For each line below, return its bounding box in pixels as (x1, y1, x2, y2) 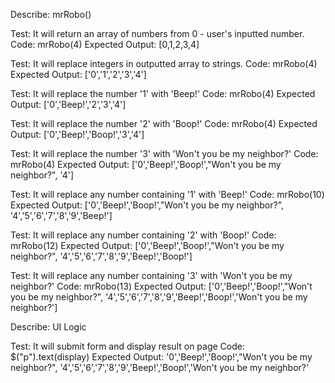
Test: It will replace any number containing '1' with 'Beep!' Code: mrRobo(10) (10, 189, 325, 200)
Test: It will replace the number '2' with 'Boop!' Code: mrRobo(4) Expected (10, 118, 318, 129)
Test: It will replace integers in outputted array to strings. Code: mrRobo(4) (10, 58, 318, 69)
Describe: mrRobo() (10, 9, 92, 20)
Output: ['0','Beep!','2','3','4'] (10, 99, 127, 110)
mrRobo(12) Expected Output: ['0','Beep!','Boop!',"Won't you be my (10, 240, 285, 251)
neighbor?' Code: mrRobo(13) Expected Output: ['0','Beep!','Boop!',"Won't (10, 280, 313, 292)
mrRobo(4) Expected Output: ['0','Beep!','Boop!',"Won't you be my (10, 159, 282, 170)
